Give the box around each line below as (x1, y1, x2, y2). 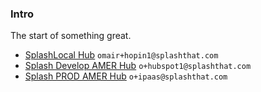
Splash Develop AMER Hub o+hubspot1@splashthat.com (24, 60, 252, 72)
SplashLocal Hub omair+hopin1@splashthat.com (24, 49, 219, 61)
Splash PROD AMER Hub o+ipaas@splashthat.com (24, 70, 228, 82)
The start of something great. (10, 30, 132, 42)
